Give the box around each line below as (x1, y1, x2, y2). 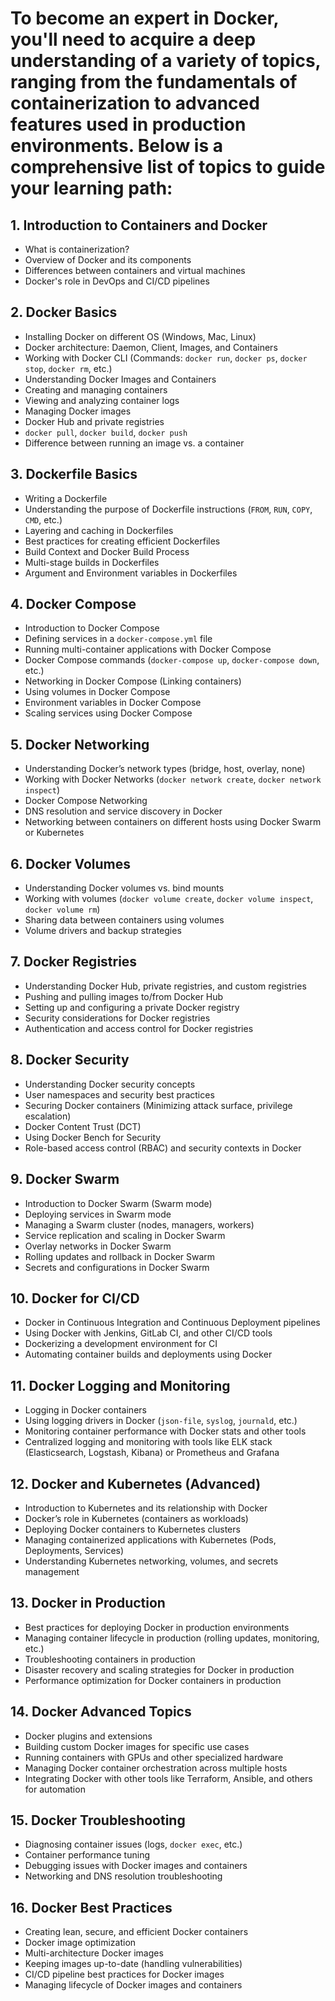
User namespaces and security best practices (24, 1088, 215, 1101)
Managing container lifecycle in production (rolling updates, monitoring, (24, 1632, 320, 1644)
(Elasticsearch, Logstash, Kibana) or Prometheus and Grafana (24, 1447, 280, 1459)
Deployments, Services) (24, 1544, 125, 1556)
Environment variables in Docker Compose (24, 697, 202, 709)
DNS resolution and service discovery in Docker (24, 805, 223, 817)
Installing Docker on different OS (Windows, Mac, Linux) (24, 330, 257, 342)
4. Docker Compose (10, 596, 137, 613)
